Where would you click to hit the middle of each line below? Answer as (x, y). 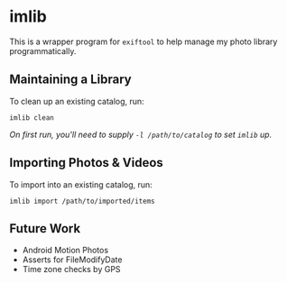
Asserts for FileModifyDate (72, 260)
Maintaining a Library (71, 80)
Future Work (45, 228)
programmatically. (43, 50)
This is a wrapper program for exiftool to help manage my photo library (143, 41)
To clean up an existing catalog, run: (77, 101)
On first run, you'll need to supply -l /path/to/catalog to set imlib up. (141, 134)
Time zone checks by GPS (71, 269)
